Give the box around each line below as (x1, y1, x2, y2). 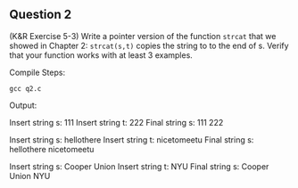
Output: (9, 100, 37, 110)
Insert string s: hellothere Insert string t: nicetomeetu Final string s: (9, 134, 254, 145)
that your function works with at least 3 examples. (9, 49, 194, 61)
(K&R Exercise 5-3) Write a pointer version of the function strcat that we (9, 30, 277, 41)
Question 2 (9, 7, 72, 22)
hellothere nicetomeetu (9, 143, 95, 154)
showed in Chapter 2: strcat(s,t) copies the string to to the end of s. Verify (9, 40, 289, 51)
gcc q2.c (9, 84, 42, 93)
